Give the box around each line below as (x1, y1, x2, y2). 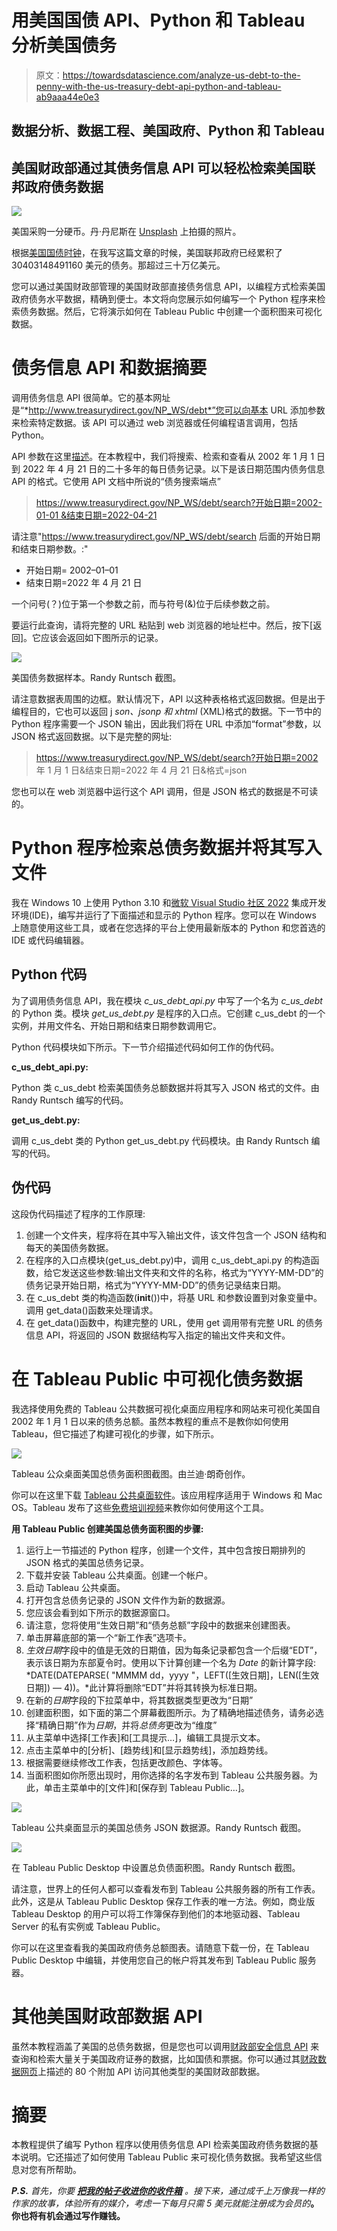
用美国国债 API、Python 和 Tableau (11, 9, 306, 32)
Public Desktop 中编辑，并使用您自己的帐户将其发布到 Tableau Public (11, 1954, 297, 1966)
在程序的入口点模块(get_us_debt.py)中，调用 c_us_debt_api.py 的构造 (25, 1254, 311, 1266)
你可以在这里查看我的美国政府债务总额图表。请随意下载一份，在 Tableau (11, 1941, 310, 1953)
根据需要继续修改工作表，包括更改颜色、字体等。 (25, 1756, 228, 1768)
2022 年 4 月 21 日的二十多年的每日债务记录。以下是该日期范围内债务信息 (22, 463, 326, 475)
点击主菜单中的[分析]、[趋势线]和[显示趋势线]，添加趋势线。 (25, 1744, 274, 1756)
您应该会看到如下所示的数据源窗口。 (25, 1606, 176, 1618)
